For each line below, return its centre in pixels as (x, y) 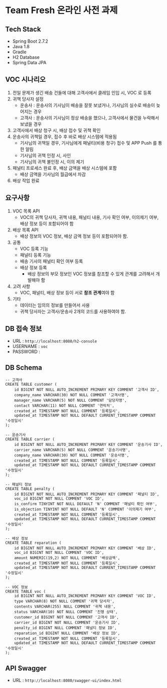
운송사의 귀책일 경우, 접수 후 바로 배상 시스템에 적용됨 (64, 137)
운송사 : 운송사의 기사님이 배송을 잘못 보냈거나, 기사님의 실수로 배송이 (88, 105)
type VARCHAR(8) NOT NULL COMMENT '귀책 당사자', (64, 601)
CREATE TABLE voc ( (26, 592)
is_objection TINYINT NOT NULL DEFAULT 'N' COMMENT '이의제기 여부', (85, 509)
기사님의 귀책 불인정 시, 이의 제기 (52, 162)
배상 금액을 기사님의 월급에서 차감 (53, 174)
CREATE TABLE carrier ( (30, 439)
